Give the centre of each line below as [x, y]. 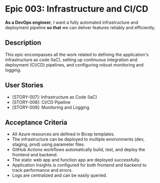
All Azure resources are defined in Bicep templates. [63, 134]
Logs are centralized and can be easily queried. [60, 175]
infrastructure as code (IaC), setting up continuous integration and [71, 60]
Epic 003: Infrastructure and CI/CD [77, 9]
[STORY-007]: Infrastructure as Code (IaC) [55, 97]
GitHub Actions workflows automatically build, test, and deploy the [79, 150]
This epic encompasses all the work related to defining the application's [77, 54]
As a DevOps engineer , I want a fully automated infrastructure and [72, 22]
